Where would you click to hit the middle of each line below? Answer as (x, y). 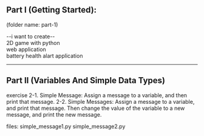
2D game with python (33, 42)
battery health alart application (45, 56)
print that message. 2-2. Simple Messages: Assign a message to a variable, (100, 101)
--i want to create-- (31, 36)
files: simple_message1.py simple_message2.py (66, 126)
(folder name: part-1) (32, 24)
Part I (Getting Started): (52, 10)
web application (26, 49)
